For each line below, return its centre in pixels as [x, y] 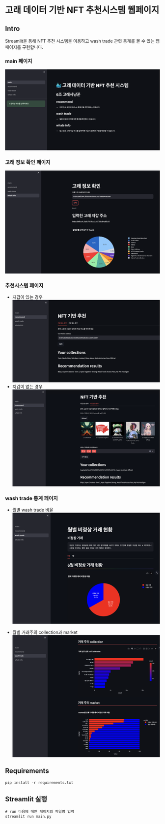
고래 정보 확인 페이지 [28, 162]
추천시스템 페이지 [24, 285]
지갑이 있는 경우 [27, 297]
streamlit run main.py [28, 817]
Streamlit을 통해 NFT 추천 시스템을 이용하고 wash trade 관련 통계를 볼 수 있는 [80, 41]
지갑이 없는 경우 [27, 387]
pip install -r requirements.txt [39, 783]
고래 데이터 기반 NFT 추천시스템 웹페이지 [82, 10]
